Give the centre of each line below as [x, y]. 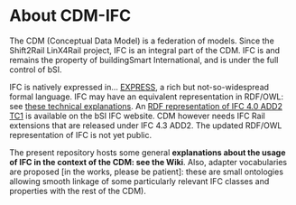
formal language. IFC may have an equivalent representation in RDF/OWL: [147, 97]
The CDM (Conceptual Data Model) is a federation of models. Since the [142, 41]
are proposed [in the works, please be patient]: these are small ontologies [147, 172]
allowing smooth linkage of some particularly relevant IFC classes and [139, 181]
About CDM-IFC [70, 16]
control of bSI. [36, 70]
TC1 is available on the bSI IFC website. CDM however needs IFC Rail [138, 116]
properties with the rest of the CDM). [78, 191]
